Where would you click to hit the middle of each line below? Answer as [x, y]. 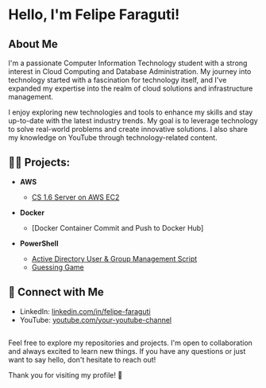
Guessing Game [58, 267]
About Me [33, 44]
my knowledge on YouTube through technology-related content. [113, 138]
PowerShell [39, 243]
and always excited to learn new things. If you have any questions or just [127, 351]
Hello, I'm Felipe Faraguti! [94, 15]
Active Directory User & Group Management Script [114, 258]
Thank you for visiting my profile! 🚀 [66, 375]
